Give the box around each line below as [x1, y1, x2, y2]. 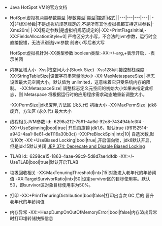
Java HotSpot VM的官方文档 [9, 4, 67, 10]
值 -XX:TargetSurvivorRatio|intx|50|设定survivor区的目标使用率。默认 [9, 176, 150, 181]
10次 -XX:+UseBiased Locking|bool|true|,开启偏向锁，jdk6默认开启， [14, 137, 154, 143]
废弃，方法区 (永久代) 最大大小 [9, 108, 72, 114]
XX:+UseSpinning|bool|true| [9, 125, 67, 131]
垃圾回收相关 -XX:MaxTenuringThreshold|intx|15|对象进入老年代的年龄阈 [9, 170, 157, 176]
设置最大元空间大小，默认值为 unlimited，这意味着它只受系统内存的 [9, 79, 146, 85]
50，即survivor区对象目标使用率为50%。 [9, 182, 94, 188]
